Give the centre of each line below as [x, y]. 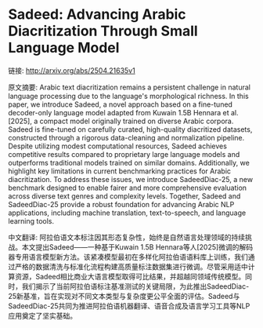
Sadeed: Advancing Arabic [97, 15]
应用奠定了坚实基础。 [42, 315]
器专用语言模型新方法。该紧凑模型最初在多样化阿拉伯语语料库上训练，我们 [128, 257]
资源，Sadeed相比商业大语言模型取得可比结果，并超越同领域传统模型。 [130, 276]
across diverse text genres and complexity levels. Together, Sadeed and [124, 196]
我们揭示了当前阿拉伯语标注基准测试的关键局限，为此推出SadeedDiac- [135, 286]
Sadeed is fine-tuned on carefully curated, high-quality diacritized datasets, [130, 129]
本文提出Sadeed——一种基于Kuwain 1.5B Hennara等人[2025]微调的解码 [137, 247]
